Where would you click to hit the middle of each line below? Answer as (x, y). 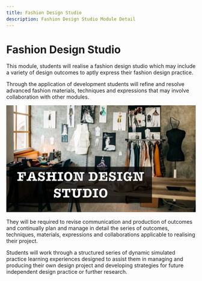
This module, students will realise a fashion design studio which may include (101, 66)
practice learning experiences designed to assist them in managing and (95, 259)
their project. (22, 241)
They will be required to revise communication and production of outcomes (99, 221)
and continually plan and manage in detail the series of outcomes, (88, 228)
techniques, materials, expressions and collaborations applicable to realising (101, 234)
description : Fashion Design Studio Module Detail (71, 19)
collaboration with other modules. (48, 97)
